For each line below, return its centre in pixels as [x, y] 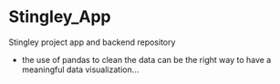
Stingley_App [60, 17]
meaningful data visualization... [80, 69]
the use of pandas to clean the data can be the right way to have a [146, 59]
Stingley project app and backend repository [92, 42]
